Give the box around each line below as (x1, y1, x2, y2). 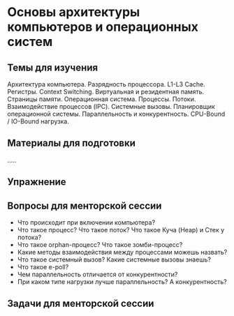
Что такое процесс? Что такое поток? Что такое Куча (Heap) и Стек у (17, 226, 225, 234)
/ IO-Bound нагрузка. (7, 117, 70, 126)
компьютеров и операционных (7, 19, 199, 35)
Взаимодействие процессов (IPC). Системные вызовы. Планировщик (7, 103, 215, 110)
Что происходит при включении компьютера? (17, 218, 156, 227)
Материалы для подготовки (7, 137, 136, 149)
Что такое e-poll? (17, 263, 69, 271)
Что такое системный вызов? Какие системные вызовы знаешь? (17, 255, 212, 264)
